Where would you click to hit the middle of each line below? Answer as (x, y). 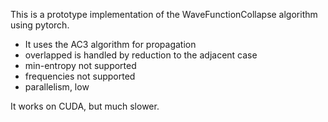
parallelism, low (57, 87)
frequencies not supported (80, 76)
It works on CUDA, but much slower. (85, 106)
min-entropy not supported (80, 65)
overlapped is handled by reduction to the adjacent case (141, 55)
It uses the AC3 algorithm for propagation (110, 44)
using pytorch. (40, 25)
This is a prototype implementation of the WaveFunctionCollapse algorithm (164, 14)
